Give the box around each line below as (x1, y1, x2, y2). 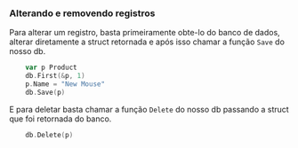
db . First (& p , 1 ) (25, 72, 86, 81)
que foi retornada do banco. (9, 113, 112, 124)
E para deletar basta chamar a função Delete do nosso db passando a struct (9, 104, 289, 114)
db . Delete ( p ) (25, 130, 74, 139)
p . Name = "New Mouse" (25, 80, 105, 89)
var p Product (25, 63, 77, 73)
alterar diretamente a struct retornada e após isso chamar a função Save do (9, 36, 285, 47)
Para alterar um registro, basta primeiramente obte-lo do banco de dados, (9, 27, 280, 38)
